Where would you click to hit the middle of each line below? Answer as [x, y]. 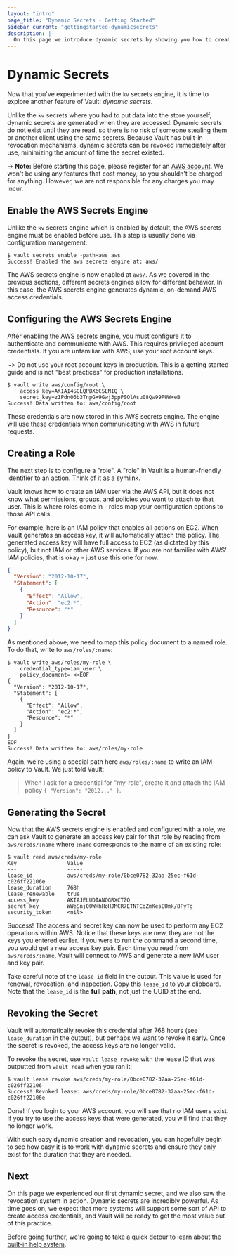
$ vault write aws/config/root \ [56, 385]
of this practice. [30, 1223]
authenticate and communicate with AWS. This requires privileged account [116, 343]
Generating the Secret [57, 812]
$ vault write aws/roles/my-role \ [59, 663]
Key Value [45, 864]
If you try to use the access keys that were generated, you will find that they [117, 1118]
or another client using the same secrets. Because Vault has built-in [105, 138]
